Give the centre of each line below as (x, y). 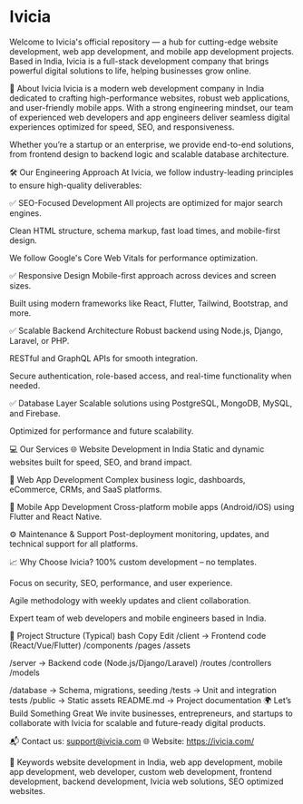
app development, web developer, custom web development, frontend (141, 771)
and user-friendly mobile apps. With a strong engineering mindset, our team (151, 107)
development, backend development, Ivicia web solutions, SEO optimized (147, 781)
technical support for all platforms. (74, 544)
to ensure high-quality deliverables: (76, 185)
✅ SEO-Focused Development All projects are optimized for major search (146, 202)
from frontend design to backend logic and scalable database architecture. (149, 154)
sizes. (20, 285)
